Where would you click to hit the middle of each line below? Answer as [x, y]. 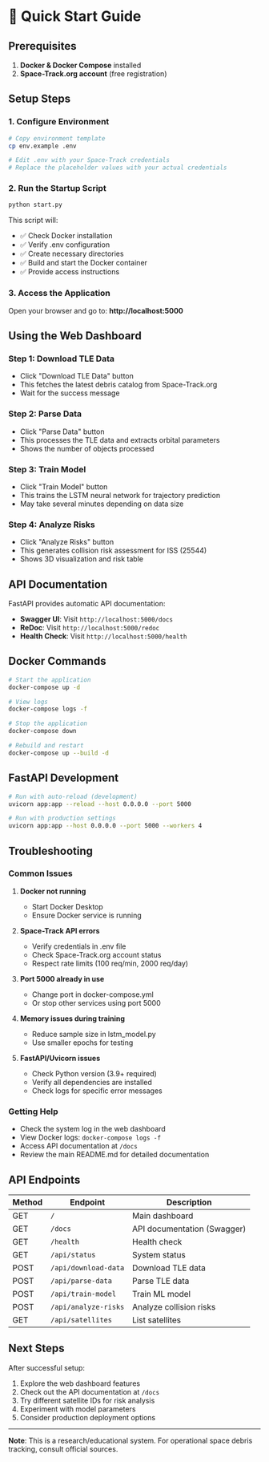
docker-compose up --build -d [59, 753]
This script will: [33, 221]
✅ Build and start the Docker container [84, 263]
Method [28, 1202]
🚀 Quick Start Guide [75, 16]
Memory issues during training [72, 1019]
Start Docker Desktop [68, 906]
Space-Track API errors [60, 930]
